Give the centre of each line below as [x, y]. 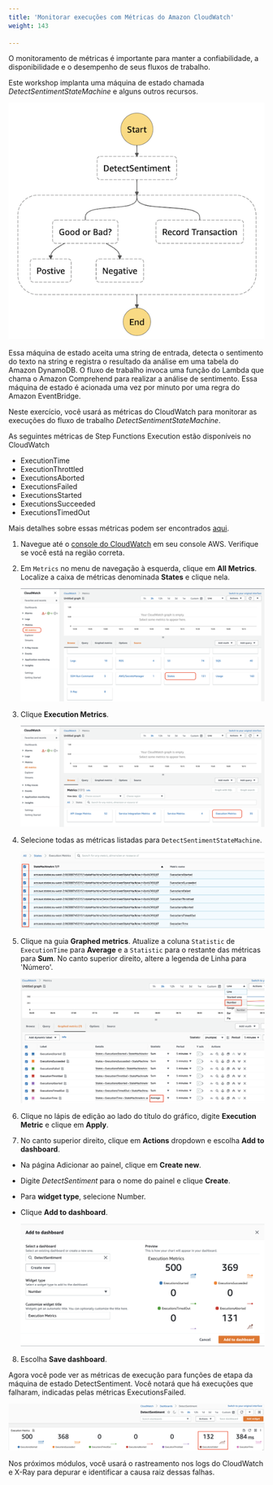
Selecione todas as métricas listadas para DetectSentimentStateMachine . [141, 840]
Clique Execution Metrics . [65, 714]
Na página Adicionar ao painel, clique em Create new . [110, 1165]
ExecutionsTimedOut [55, 513]
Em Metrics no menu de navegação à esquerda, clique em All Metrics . [139, 569]
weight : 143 [28, 26]
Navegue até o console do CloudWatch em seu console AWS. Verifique [139, 544]
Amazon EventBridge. [45, 396]
